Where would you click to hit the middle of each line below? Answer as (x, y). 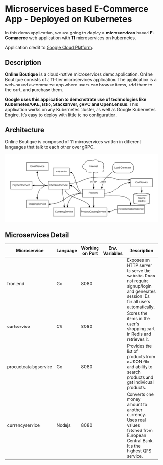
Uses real (136, 420)
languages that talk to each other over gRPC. (50, 147)
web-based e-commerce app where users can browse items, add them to (79, 85)
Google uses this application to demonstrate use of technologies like (76, 99)
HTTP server (139, 265)
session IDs (139, 296)
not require (138, 281)
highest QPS (139, 451)
